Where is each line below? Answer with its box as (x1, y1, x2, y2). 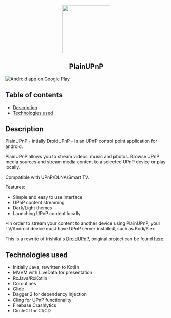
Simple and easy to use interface (12, 194, 83, 200)
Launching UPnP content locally (12, 210, 81, 217)
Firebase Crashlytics (12, 302, 56, 308)
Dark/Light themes (12, 205, 52, 211)
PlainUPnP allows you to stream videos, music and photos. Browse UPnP (5, 154, 160, 160)
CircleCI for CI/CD (12, 308, 51, 314)
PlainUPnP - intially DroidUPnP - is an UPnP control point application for (5, 138, 158, 144)
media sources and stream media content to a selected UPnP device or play (5, 159, 166, 165)
